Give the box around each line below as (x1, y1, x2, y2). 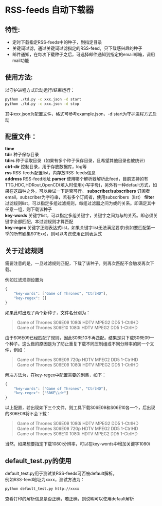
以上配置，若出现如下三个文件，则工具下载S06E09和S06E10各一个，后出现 (5, 405, 156, 410)
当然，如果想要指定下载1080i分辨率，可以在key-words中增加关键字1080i (5, 441, 150, 447)
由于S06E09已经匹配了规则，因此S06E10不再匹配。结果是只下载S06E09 (5, 335, 150, 341)
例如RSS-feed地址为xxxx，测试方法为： (5, 477, 85, 482)
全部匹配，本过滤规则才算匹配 (13, 219, 73, 224)
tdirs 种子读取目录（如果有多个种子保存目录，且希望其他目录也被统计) (5, 158, 145, 163)
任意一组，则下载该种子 (5, 206, 52, 212)
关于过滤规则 (5, 246, 44, 255)
